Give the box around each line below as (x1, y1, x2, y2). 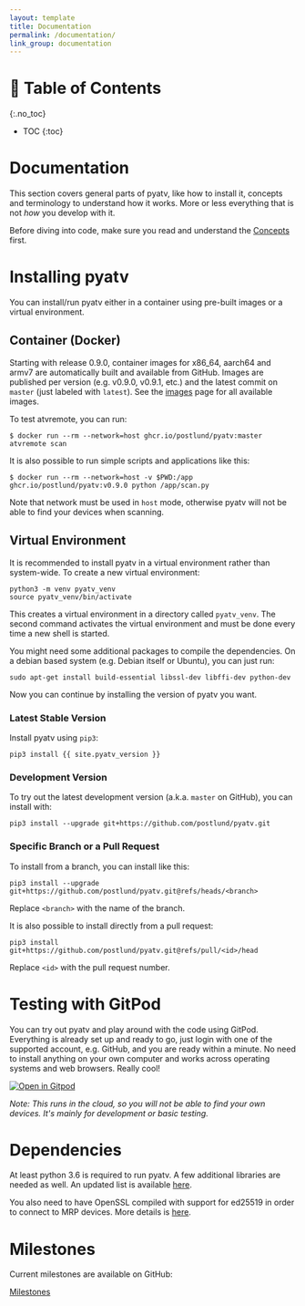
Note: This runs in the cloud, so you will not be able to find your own (9, 1098, 266, 1109)
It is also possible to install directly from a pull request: (9, 920, 214, 931)
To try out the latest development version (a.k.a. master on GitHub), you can (9, 792, 293, 803)
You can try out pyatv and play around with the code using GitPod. (9, 1023, 259, 1035)
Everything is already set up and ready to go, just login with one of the (9, 1033, 273, 1044)
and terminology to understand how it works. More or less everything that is (9, 198, 294, 209)
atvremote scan (9, 439, 67, 448)
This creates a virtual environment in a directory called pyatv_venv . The (9, 608, 276, 619)
